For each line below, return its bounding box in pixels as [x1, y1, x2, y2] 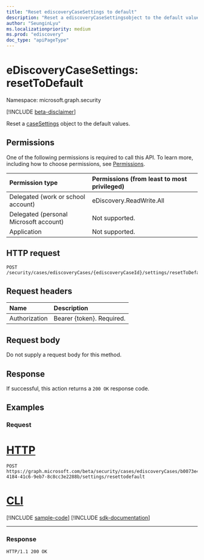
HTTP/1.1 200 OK [6, 548, 47, 555]
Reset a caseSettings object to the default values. [6, 120, 131, 127]
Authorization [9, 314, 48, 323]
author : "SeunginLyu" [6, 20, 61, 26]
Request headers [6, 286, 73, 296]
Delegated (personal [9, 210, 68, 218]
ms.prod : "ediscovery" [6, 32, 64, 38]
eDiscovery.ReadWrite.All [92, 196, 165, 204]
